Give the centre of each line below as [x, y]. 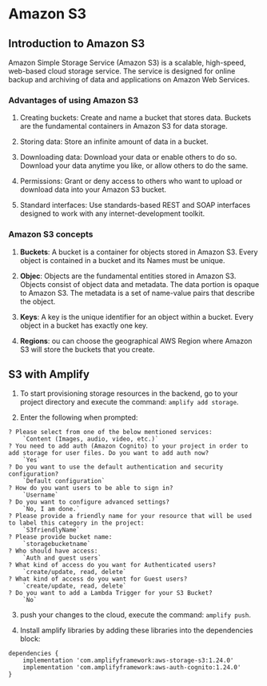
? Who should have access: [53, 551]
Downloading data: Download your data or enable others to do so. [128, 158]
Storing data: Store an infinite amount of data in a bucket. [114, 142]
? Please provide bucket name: [60, 537]
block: [30, 639]
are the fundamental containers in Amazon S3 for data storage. [124, 126]
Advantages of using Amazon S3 [73, 100]
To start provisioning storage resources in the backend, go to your [129, 393]
